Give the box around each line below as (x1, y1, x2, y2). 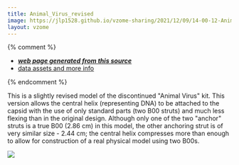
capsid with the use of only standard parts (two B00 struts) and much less (7, 107, 225, 115)
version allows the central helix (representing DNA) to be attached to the (7, 99, 220, 108)
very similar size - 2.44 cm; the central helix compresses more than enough (7, 129, 230, 138)
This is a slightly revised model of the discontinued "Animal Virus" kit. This (7, 91, 225, 100)
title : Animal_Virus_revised (7, 10, 94, 18)
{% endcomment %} (7, 78, 68, 86)
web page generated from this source (17, 57, 132, 65)
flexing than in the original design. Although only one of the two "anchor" (7, 114, 222, 123)
